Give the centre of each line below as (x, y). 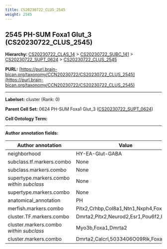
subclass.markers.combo (37, 170)
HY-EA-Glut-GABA (99, 154)
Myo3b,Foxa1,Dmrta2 (102, 228)
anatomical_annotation (34, 201)
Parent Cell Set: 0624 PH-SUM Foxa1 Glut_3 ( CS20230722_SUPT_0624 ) (79, 109)
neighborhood (24, 154)
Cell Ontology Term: (26, 119)
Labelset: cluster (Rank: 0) (33, 100)
